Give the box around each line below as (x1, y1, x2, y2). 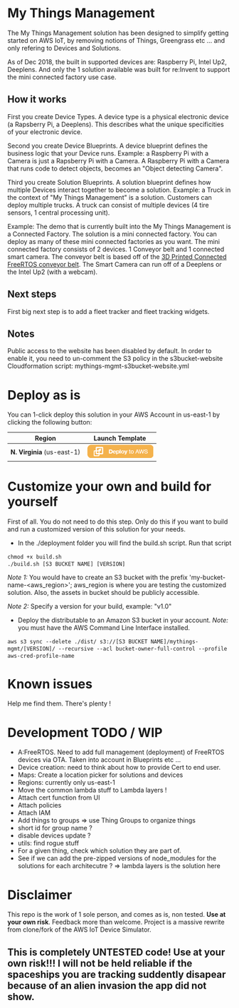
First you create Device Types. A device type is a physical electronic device (7, 112, 229, 121)
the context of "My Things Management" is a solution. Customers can (7, 193, 212, 201)
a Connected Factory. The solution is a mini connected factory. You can (7, 230, 217, 238)
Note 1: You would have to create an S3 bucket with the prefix (7, 573, 188, 581)
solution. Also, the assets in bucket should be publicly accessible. (7, 588, 200, 596)
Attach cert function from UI (17, 793, 100, 802)
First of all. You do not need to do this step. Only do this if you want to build (7, 517, 228, 526)
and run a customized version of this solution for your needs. (7, 524, 186, 533)
